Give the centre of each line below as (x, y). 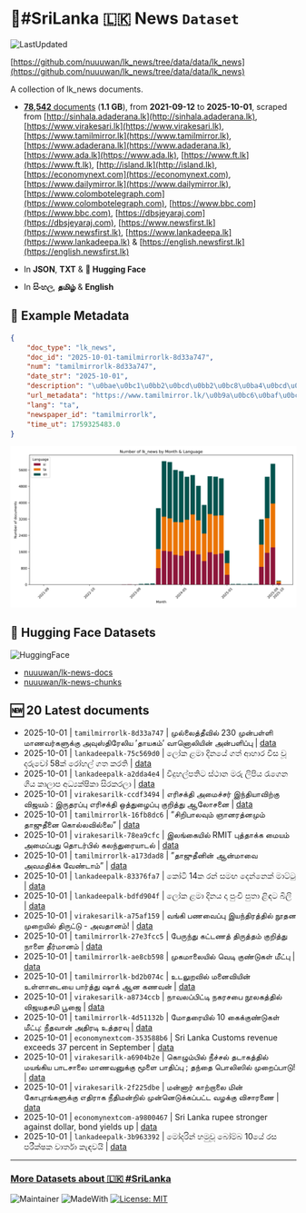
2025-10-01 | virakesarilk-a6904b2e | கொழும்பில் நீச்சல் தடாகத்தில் (146, 1057)
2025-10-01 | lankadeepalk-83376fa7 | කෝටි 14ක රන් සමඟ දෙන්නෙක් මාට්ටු (159, 875)
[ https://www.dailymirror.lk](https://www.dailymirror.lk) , (127, 184)
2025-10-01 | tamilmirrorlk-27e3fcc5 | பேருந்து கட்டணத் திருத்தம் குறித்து (155, 936)
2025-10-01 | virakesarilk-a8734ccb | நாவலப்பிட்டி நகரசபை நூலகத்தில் (153, 996)
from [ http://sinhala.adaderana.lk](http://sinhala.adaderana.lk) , (140, 116)
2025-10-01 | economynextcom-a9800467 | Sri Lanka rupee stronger (145, 1117)
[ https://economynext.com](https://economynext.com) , (127, 174)
